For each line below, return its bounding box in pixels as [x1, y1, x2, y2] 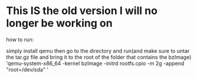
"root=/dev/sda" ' [6, 66, 49, 73]
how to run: [6, 36, 34, 43]
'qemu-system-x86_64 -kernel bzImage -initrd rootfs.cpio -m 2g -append [6, 60, 185, 67]
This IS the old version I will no [6, 4, 158, 18]
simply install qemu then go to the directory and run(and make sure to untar [6, 47, 190, 54]
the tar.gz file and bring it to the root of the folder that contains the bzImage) [6, 53, 192, 60]
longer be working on [6, 16, 113, 30]
